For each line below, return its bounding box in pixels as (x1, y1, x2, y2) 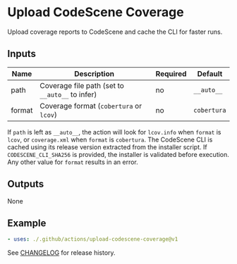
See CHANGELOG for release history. (7, 249, 116, 257)
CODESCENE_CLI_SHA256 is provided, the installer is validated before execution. (7, 150, 229, 158)
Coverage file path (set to (39, 80, 125, 90)
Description (73, 68, 115, 78)
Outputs (7, 178, 44, 190)
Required (155, 68, 187, 78)
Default (197, 68, 223, 78)
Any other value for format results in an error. (7, 158, 139, 166)
